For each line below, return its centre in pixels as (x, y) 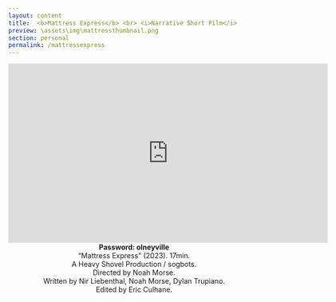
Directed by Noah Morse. (134, 273)
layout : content (35, 16)
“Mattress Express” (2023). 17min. (134, 256)
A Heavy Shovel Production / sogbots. (134, 265)
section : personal (39, 38)
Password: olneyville (134, 247)
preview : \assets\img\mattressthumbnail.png (83, 30)
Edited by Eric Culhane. (134, 290)
